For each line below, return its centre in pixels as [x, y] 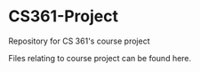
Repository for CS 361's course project [79, 41]
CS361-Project [64, 16]
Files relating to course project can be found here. [100, 58]
